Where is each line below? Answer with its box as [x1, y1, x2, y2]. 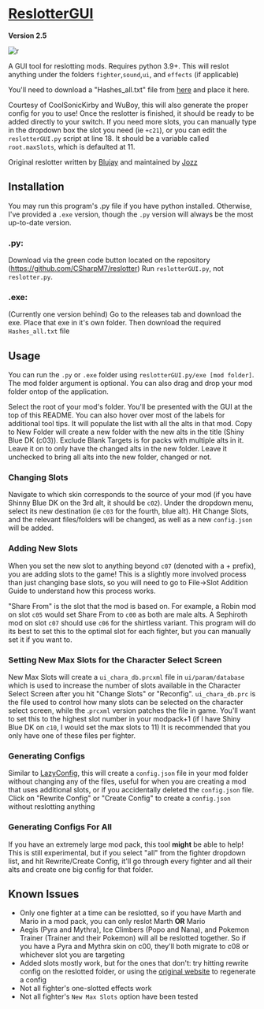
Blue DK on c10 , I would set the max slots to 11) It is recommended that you [8, 722, 251, 733]
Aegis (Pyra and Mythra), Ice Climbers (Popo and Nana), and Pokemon [19, 925, 250, 934]
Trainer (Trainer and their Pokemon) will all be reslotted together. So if [19, 933, 247, 943]
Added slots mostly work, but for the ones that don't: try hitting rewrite [19, 959, 249, 968]
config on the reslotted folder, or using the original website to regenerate [19, 966, 256, 977]
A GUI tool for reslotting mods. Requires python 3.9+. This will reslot [8, 61, 229, 71]
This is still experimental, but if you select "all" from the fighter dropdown [8, 848, 246, 857]
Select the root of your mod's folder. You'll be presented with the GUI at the [8, 402, 253, 412]
